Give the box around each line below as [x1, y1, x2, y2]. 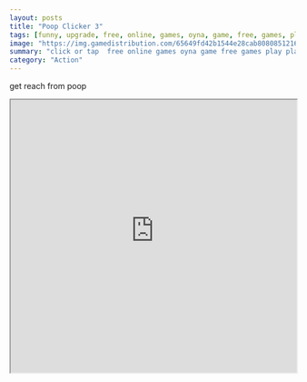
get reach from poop [9, 81, 87, 91]
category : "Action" [9, 55, 84, 65]
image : [9, 38, 35, 48]
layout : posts [9, 13, 64, 23]
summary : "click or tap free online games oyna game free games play [9, 47, 282, 56]
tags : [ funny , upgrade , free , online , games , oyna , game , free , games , [9, 30, 286, 39]
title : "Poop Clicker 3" [9, 22, 104, 31]
